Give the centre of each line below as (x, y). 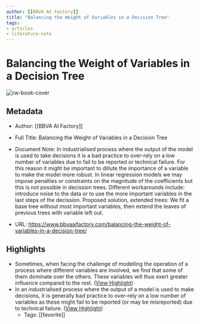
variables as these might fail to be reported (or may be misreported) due (104, 302)
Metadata (24, 111)
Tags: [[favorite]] (44, 314)
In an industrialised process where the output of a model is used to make (104, 289)
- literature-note (29, 34)
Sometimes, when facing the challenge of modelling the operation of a (101, 264)
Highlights (26, 250)
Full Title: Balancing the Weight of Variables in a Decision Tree (91, 137)
